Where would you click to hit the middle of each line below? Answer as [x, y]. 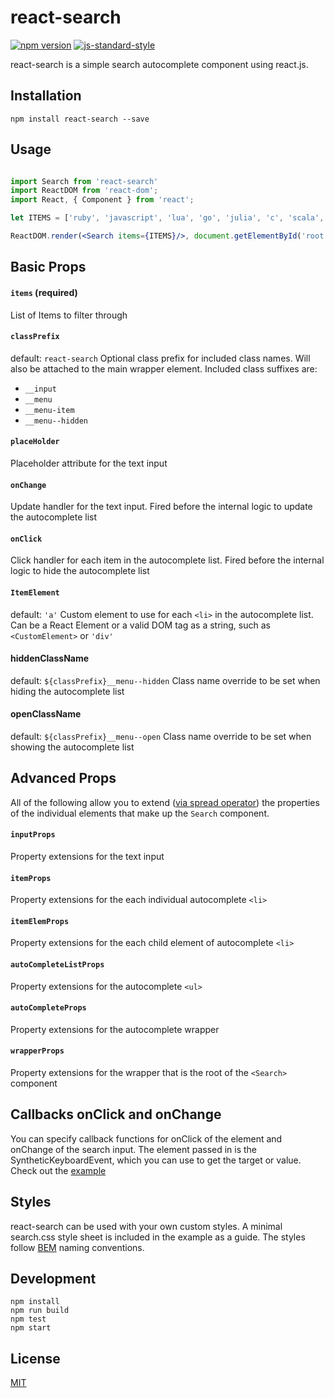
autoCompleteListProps [57, 964]
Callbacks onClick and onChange [116, 1114]
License [35, 1358]
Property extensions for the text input [87, 856]
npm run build [40, 1311]
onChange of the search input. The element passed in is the [134, 1149]
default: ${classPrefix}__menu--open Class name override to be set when [161, 736]
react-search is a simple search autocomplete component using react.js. [159, 64]
